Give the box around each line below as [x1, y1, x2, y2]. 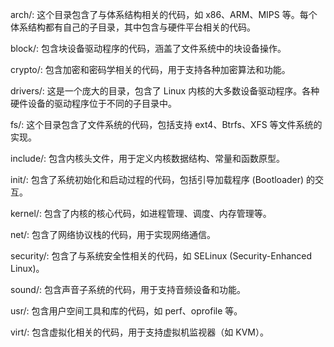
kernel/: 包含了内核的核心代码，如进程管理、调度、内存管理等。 [10, 208, 272, 219]
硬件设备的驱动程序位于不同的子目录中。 [10, 98, 177, 109]
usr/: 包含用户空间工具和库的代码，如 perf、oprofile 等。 [10, 305, 243, 317]
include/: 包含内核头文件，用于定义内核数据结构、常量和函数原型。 [10, 153, 286, 164]
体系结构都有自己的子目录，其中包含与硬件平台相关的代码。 [10, 21, 256, 33]
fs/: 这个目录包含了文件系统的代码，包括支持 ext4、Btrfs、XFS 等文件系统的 [10, 119, 323, 130]
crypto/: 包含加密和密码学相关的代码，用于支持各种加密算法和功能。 [10, 64, 291, 75]
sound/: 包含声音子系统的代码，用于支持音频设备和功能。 [10, 284, 246, 295]
